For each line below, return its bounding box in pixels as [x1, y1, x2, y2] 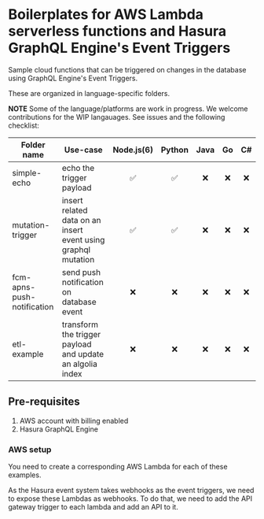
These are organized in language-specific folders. [8, 88, 170, 98]
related [61, 205, 88, 216]
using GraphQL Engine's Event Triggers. [8, 73, 138, 83]
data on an [61, 214, 101, 225]
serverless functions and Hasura [8, 22, 227, 40]
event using [61, 234, 105, 245]
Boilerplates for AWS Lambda [8, 6, 204, 24]
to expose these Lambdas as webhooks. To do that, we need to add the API [8, 494, 253, 503]
